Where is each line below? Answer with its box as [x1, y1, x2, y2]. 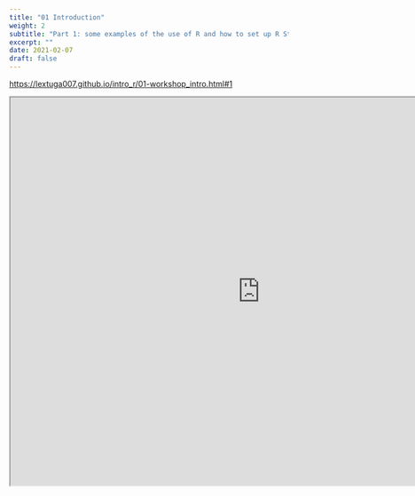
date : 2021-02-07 [9, 46, 74, 55]
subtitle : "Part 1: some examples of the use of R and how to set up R [9, 29, 279, 38]
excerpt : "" [9, 37, 53, 47]
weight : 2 [9, 21, 46, 30]
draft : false [9, 54, 58, 63]
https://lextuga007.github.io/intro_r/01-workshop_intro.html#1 [9, 79, 233, 89]
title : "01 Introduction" [9, 12, 105, 22]
